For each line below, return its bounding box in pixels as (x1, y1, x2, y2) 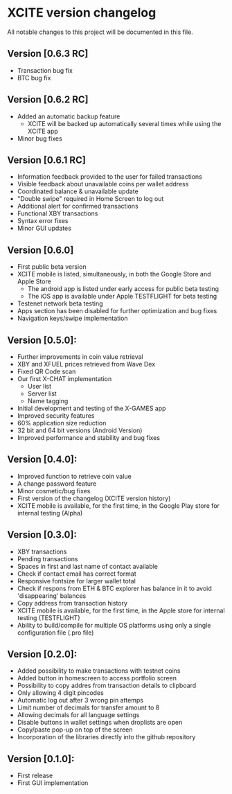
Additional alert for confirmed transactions (17, 202, 139, 211)
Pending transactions (17, 554, 78, 563)
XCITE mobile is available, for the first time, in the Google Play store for (17, 501, 220, 510)
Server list (27, 389, 57, 398)
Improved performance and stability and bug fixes (17, 434, 161, 441)
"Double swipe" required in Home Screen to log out (17, 195, 164, 203)
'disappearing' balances (17, 591, 87, 600)
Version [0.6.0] (7, 244, 74, 256)
